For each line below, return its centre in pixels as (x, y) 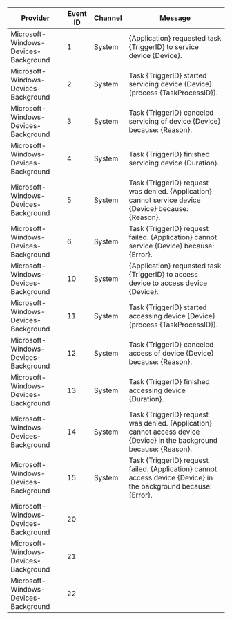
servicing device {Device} (171, 84)
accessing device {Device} (172, 316)
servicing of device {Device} (175, 121)
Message (175, 18)
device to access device (168, 283)
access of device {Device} (171, 353)
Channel (108, 18)
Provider (36, 18)
